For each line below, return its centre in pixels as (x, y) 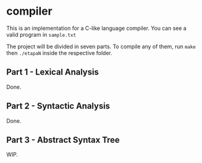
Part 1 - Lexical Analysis (52, 72)
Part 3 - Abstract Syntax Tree (63, 139)
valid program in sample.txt (41, 34)
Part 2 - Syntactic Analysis (58, 106)
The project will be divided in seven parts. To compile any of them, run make (101, 46)
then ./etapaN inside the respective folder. (60, 53)
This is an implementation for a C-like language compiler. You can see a (96, 28)
